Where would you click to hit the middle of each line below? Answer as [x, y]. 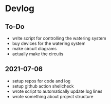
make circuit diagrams [34, 49]
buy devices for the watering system [49, 43]
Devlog [20, 9]
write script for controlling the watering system [59, 38]
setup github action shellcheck [43, 86]
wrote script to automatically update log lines [57, 91]
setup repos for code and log [41, 81]
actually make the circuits [38, 54]
